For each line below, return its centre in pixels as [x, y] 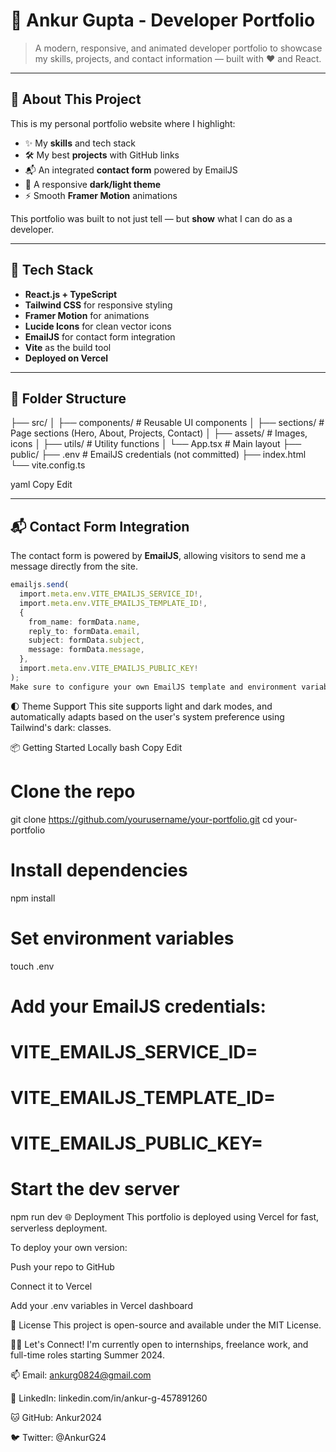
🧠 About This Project [76, 99]
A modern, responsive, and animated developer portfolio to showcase [178, 48]
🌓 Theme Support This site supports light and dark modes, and [141, 706]
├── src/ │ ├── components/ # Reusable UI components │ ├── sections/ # [167, 423]
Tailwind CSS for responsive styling [98, 305]
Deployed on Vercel [66, 358]
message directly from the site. [74, 566]
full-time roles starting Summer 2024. [87, 1355]
